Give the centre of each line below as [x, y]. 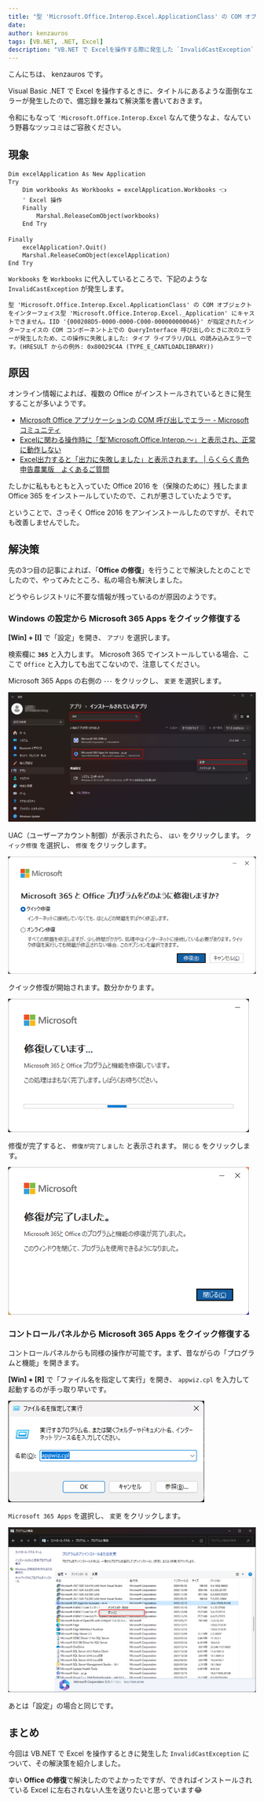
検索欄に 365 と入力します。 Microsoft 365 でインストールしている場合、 [126, 654]
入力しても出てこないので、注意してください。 [129, 664]
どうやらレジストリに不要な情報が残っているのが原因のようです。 [114, 596]
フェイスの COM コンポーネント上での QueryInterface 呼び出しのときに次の [129, 330]
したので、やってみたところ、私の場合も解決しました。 [97, 579]
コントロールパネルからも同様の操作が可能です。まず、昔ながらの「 [118, 1352]
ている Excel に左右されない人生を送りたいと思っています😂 [105, 1789]
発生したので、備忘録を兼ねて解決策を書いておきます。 [117, 101]
